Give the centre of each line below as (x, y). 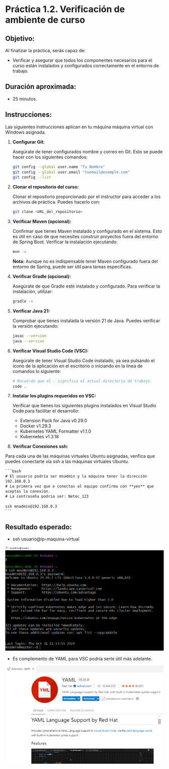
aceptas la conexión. (28, 492)
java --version (28, 341)
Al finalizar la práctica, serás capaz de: (46, 51)
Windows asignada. (26, 132)
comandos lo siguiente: (37, 371)
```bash (13, 471)
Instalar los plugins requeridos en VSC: (54, 396)
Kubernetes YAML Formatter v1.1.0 (56, 431)
